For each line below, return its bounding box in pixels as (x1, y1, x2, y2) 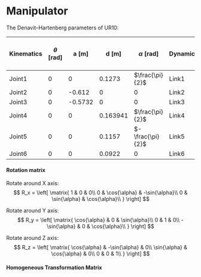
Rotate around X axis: (6, 180, 59, 187)
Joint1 (9, 74, 28, 83)
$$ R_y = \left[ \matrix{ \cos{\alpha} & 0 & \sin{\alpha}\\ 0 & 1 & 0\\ (17, 216, 180, 224)
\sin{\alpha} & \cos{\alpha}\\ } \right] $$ (51, 195, 150, 203)
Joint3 (9, 98, 28, 106)
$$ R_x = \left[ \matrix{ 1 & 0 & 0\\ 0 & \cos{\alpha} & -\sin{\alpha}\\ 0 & (13, 189, 188, 196)
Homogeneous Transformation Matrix (6, 264, 102, 271)
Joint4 (9, 111, 28, 119)
